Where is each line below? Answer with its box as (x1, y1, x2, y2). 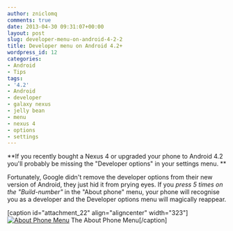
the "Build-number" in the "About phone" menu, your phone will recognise (7, 188, 220, 196)
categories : (7, 56, 42, 63)
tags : (7, 74, 23, 82)
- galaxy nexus (7, 101, 51, 108)
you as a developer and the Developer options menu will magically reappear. (7, 196, 227, 204)
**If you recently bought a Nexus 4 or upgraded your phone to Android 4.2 (7, 152, 223, 161)
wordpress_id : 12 (7, 49, 58, 56)
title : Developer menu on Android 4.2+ (7, 42, 123, 49)
